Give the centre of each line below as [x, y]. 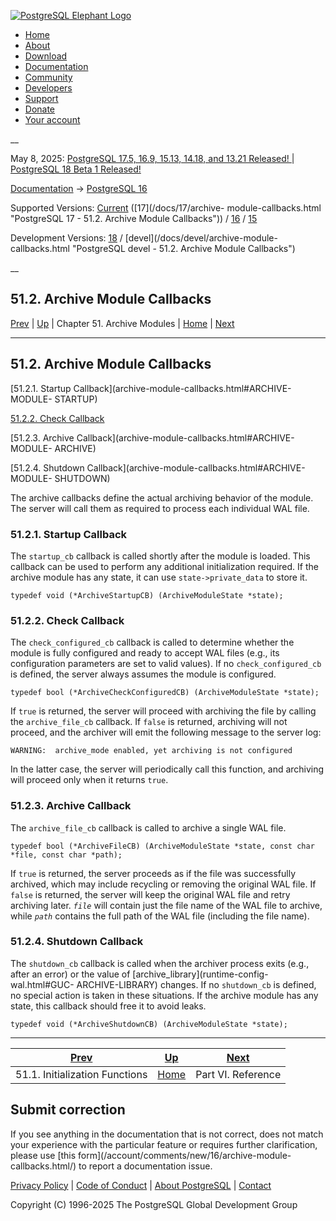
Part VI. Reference [238, 1074]
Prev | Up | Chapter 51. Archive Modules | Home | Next [122, 323]
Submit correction [68, 1110]
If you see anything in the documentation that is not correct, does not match [167, 1134]
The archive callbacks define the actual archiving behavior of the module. [162, 497]
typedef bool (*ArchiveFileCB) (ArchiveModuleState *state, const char [162, 846]
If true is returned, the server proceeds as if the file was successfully [153, 873]
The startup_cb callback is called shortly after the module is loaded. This [160, 556]
